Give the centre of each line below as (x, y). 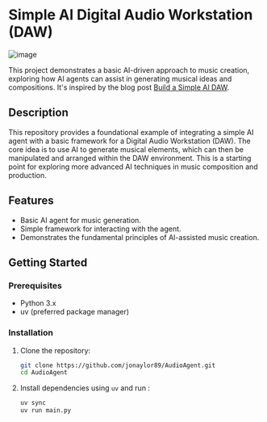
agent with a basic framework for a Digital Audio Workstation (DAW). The (130, 141)
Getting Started (48, 262)
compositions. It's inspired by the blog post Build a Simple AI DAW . (119, 87)
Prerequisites (35, 285)
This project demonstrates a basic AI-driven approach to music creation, (129, 70)
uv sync (33, 403)
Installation (31, 333)
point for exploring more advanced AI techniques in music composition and (133, 167)
